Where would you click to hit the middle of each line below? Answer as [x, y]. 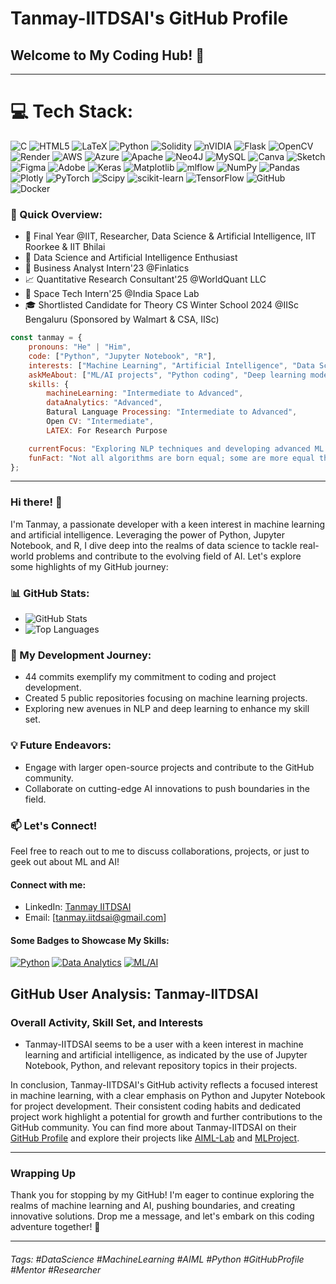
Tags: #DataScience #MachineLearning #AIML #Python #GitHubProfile [157, 1259]
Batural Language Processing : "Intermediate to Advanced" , [172, 412]
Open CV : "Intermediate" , [100, 422]
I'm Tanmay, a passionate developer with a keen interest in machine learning [168, 524]
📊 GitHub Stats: [50, 593]
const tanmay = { [46, 338]
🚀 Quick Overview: [56, 214]
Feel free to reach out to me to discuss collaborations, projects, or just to [160, 851]
